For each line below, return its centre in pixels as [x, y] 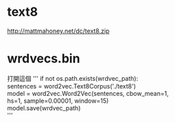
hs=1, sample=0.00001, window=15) [58, 101]
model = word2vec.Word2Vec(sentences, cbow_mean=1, [88, 93]
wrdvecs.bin [44, 59]
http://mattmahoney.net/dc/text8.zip [58, 31]
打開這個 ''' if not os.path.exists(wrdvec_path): [73, 78]
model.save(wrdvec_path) [44, 108]
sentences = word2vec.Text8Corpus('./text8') [71, 86]
